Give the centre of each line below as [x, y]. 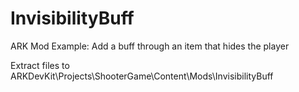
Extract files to [40, 65]
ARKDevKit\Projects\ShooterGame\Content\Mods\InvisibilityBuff [142, 76]
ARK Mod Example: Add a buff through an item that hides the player [150, 46]
